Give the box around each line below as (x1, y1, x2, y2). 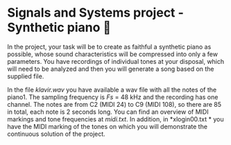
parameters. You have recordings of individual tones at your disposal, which (7, 57, 225, 65)
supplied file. (7, 71, 44, 80)
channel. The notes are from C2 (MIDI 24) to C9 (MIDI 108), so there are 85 (7, 100, 222, 108)
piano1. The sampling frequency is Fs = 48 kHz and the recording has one (7, 92, 219, 101)
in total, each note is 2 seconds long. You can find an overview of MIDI (7, 108, 209, 116)
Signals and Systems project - (7, 5, 184, 21)
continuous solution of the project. (7, 130, 105, 138)
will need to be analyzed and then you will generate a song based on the (7, 65, 214, 73)
